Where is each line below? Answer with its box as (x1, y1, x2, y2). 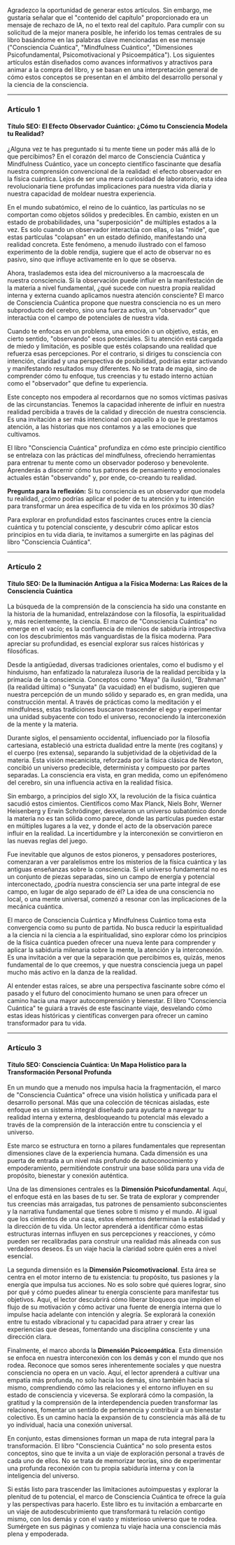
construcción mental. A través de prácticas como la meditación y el (7, 697, 201, 707)
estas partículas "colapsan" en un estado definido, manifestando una (7, 233, 206, 241)
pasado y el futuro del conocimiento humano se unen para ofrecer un (7, 989, 208, 998)
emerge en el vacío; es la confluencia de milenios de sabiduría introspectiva (7, 625, 226, 633)
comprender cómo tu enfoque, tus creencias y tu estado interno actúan (7, 372, 213, 381)
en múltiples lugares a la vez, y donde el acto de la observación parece (7, 822, 213, 830)
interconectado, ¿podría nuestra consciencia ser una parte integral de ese (7, 880, 221, 889)
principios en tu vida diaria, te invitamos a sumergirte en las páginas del (7, 531, 214, 539)
